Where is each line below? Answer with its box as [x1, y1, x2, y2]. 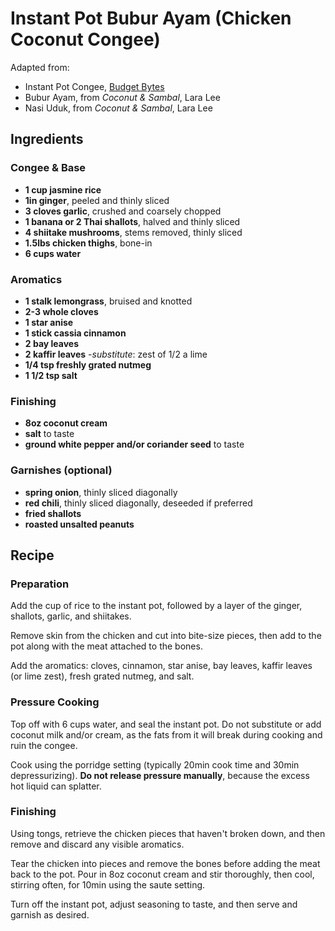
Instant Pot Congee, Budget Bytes [24, 80, 165, 92]
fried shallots [24, 507, 82, 519]
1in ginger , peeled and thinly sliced [24, 194, 170, 206]
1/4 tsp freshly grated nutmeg [24, 358, 152, 371]
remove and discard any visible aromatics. [10, 838, 185, 850]
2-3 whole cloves [24, 305, 99, 317]
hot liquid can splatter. [10, 780, 102, 792]
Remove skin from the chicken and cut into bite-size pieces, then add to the [10, 630, 322, 642]
